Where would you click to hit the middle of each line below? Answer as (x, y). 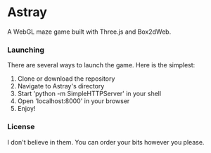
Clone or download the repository (66, 79)
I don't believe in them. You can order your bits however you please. (106, 142)
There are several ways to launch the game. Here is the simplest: (101, 65)
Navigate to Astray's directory (61, 86)
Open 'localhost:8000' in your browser (73, 101)
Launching (26, 50)
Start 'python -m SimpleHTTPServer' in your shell (89, 94)
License (21, 127)
